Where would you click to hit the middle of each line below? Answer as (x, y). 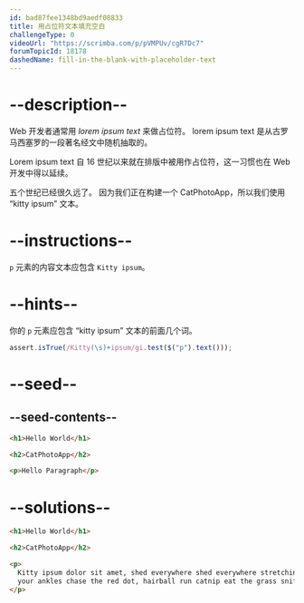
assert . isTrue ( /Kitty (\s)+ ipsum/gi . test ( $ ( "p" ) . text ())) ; (121, 347)
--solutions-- (60, 507)
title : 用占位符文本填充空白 (57, 26)
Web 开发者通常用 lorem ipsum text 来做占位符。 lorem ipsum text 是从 (141, 131)
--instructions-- (71, 241)
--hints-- (44, 304)
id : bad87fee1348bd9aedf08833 (66, 18)
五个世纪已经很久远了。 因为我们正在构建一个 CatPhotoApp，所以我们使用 (147, 192)
